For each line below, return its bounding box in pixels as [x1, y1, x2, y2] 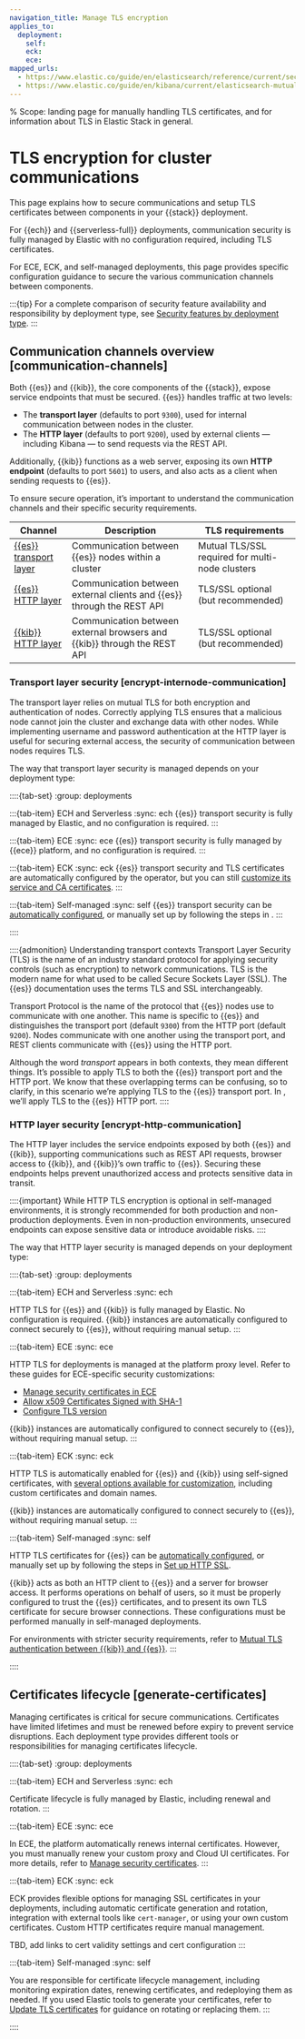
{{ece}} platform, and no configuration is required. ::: [9, 844, 206, 855]
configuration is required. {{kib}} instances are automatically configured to [9, 1314, 288, 1325]
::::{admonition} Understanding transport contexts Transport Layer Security [9, 944, 291, 955]
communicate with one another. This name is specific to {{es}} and [9, 1010, 260, 1021]
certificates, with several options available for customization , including [9, 1478, 273, 1489]
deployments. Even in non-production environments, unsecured [52, 1214, 291, 1225]
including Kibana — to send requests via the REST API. [22, 439, 228, 449]
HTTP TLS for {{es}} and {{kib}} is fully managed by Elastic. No [9, 1304, 246, 1315]
